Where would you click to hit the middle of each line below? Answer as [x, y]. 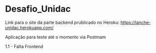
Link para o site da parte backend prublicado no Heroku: [62, 22]
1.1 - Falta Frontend [24, 46]
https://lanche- [136, 22]
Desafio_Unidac [38, 9]
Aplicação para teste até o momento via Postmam [56, 37]
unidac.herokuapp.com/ [29, 27]
